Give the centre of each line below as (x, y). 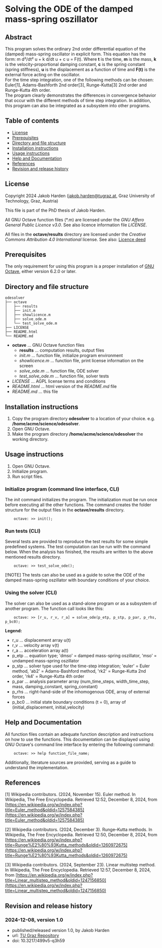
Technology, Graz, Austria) (32, 201)
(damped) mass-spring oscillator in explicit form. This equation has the (75, 54)
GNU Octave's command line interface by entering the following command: (80, 745)
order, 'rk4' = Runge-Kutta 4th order (48, 676)
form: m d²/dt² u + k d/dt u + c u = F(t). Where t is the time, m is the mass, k (81, 59)
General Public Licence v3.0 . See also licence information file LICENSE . (76, 225)
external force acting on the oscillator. (43, 75)
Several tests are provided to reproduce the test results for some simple (77, 542)
